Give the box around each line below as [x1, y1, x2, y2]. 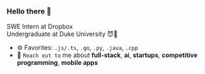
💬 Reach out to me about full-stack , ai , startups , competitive [16, 51, 198, 59]
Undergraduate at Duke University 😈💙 [6, 30, 118, 38]
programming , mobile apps [16, 58, 99, 67]
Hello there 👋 [6, 6, 52, 16]
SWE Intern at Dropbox [6, 23, 73, 31]
